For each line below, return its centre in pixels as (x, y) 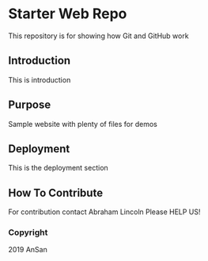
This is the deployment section (58, 168)
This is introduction (40, 79)
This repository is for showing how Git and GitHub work (98, 36)
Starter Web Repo (68, 14)
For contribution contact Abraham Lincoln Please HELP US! (104, 212)
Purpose (30, 105)
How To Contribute (56, 192)
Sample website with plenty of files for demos (83, 124)
